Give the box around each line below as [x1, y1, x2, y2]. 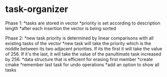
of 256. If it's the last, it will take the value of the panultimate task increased [5, 51, 161, 57]
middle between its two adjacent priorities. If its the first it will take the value [5, 45, 162, 51]
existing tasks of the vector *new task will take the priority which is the [5, 40, 151, 46]
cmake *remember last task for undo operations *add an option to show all [5, 61, 159, 67]
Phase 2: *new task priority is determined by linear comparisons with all [5, 35, 154, 41]
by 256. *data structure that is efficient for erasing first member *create [5, 56, 153, 62]
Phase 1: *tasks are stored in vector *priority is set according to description [5, 20, 160, 26]
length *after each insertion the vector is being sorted [5, 25, 116, 31]
